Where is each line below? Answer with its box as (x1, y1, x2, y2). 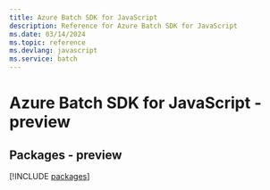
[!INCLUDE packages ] (9, 171, 90, 181)
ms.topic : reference (9, 37, 87, 47)
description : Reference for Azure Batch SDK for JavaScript (9, 21, 239, 30)
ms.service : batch (9, 54, 78, 63)
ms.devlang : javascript (9, 46, 98, 55)
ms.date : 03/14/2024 (9, 29, 87, 38)
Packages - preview (9, 147, 122, 162)
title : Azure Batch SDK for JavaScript (9, 12, 158, 22)
